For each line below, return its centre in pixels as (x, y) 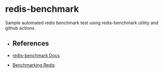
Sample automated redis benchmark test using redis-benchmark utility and (82, 23)
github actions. (20, 28)
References (31, 44)
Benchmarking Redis (34, 65)
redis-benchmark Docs (36, 55)
